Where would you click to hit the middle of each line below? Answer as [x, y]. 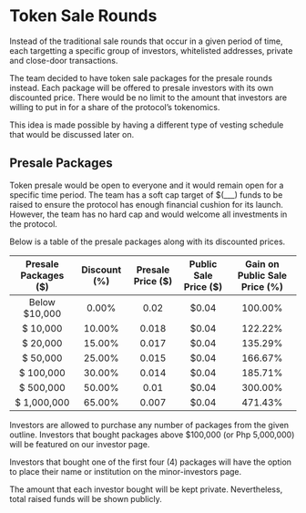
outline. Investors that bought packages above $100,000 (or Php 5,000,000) [152, 435]
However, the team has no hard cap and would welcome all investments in [148, 214]
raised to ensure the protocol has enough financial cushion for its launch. [147, 204]
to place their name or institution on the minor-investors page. [126, 471]
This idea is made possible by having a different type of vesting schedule [147, 125]
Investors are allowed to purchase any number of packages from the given [149, 425]
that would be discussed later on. [72, 134]
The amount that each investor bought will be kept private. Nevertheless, [146, 489]
